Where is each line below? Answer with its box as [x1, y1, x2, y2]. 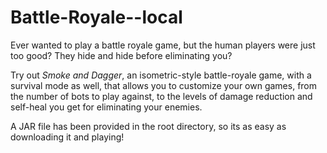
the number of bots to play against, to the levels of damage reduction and [10, 90, 313, 102]
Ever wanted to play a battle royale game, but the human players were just [10, 39, 316, 51]
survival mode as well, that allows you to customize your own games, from [10, 79, 318, 91]
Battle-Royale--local [10, 6, 183, 29]
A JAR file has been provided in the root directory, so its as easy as [10, 120, 287, 132]
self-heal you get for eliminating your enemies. [10, 101, 203, 113]
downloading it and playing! [10, 131, 125, 143]
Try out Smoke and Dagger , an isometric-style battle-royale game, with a [10, 69, 312, 81]
